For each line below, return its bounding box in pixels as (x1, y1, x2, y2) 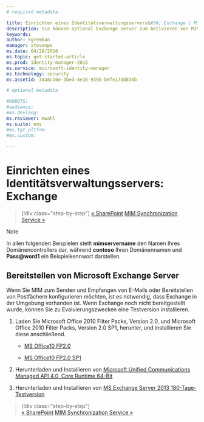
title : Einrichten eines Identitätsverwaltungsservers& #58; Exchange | (6, 19, 191, 26)
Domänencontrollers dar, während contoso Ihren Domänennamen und (6, 246, 182, 254)
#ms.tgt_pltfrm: (6, 126, 47, 133)
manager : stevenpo (6, 43, 53, 49)
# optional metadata (6, 88, 59, 94)
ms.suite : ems (6, 121, 42, 127)
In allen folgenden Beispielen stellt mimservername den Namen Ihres (6, 240, 180, 247)
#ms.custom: (6, 132, 36, 139)
